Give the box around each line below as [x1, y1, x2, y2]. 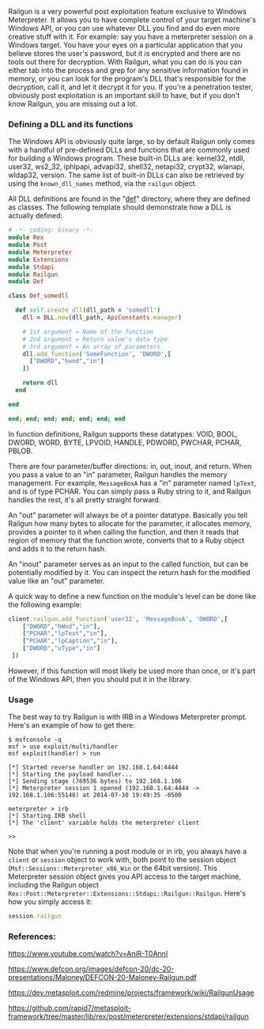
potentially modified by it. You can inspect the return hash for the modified [8, 567, 251, 577]
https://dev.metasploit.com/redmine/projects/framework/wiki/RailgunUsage [8, 988, 255, 997]
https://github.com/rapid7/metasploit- [8, 1004, 132, 1013]
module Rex [8, 233, 44, 242]
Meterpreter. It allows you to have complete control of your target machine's [8, 15, 257, 25]
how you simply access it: [8, 897, 92, 906]
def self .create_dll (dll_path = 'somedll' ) [15, 306, 160, 315]
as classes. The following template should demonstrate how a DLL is [8, 202, 232, 212]
